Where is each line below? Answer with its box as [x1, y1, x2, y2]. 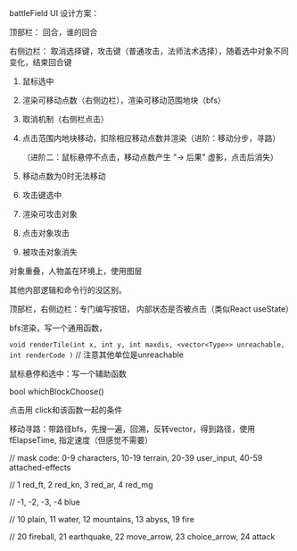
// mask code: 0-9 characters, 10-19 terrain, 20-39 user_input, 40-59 [9, 453, 263, 463]
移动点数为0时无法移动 [21, 171, 106, 181]
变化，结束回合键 [9, 57, 72, 67]
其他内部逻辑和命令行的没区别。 [9, 285, 127, 295]
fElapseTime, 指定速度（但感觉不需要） [9, 435, 153, 445]
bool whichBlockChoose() [9, 387, 104, 397]
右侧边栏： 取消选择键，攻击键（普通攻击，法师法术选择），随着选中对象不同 [9, 46, 289, 56]
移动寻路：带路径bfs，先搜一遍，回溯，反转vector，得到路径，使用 [9, 423, 256, 434]
